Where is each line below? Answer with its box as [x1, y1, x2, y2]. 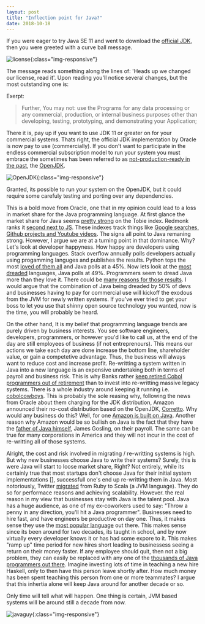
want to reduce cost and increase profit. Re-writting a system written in [6, 360, 187, 367]
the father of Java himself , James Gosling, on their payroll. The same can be [6, 425, 199, 432]
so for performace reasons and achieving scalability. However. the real [6, 489, 185, 496]
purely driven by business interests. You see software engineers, [6, 327, 170, 335]
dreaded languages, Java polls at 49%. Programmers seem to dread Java [6, 270, 193, 277]
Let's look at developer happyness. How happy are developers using [6, 243, 179, 251]
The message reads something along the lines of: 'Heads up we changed [6, 68, 191, 75]
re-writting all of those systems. [6, 438, 87, 445]
